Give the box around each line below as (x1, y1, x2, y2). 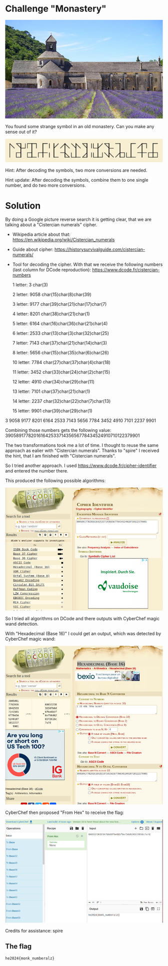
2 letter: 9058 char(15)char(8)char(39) (12, 291, 91, 298)
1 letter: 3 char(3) (12, 282, 48, 288)
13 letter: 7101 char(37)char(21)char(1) (12, 388, 90, 394)
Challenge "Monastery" (5, 3, 106, 15)
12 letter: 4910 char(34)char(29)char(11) (12, 379, 95, 385)
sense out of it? (5, 129, 37, 135)
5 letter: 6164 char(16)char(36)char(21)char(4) (12, 321, 108, 327)
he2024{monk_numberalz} (5, 956, 55, 961)
